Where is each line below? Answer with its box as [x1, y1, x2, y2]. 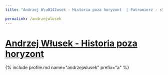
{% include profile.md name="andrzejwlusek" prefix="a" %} [5, 65, 129, 71]
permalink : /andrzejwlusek [5, 16, 61, 21]
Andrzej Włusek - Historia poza [5, 38, 137, 49]
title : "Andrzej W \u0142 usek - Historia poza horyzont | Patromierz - [5, 7, 157, 12]
